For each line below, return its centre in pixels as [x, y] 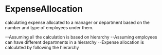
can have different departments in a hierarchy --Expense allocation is [75, 42]
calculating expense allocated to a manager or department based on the [77, 22]
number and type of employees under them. [49, 27]
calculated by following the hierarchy [42, 47]
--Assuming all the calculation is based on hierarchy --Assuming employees [81, 37]
